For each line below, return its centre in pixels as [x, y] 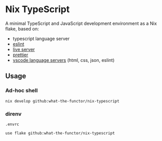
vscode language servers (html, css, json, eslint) [63, 60]
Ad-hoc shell [22, 91]
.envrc [12, 124]
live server [24, 49]
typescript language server [41, 39]
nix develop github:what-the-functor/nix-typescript [62, 101]
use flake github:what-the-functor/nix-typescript [60, 133]
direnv [13, 114]
